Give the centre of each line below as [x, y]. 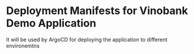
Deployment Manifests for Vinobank [97, 11]
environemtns [23, 46]
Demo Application [51, 23]
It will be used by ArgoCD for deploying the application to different [87, 39]
